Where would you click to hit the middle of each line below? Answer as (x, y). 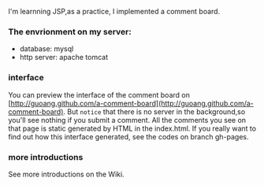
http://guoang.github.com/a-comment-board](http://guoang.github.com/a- (132, 103)
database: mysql (46, 49)
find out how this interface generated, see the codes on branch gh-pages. (128, 136)
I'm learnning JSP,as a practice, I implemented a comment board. (114, 11)
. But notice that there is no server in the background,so (154, 111)
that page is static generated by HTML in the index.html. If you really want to (132, 128)
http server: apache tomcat (64, 57)
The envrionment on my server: (70, 31)
